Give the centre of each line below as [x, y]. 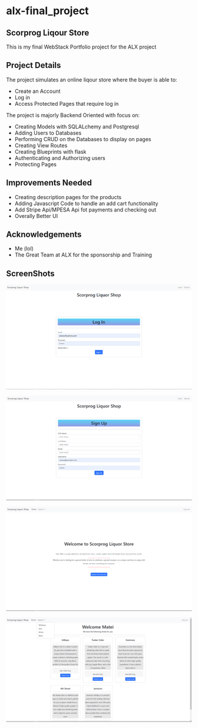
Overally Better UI [36, 216]
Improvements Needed [49, 183]
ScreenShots [30, 273]
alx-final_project [48, 11]
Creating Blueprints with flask [50, 151]
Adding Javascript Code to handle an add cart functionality [86, 203]
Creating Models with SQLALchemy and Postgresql [77, 126]
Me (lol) [24, 249]
